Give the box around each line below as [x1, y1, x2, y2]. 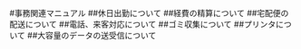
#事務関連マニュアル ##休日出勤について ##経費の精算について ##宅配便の [9, 8, 289, 18]
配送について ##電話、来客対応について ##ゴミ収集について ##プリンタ [9, 19, 277, 29]
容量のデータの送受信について [44, 30, 157, 40]
